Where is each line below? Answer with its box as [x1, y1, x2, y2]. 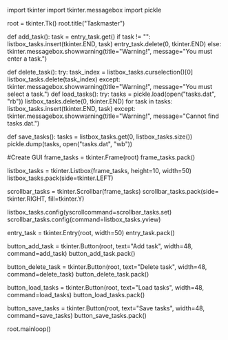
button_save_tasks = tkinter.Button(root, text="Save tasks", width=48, [7, 304, 205, 312]
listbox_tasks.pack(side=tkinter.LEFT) [7, 174, 114, 182]
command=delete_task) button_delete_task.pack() [7, 270, 149, 278]
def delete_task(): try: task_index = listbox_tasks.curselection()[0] [7, 68, 194, 76]
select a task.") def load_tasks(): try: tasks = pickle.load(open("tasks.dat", [7, 90, 216, 98]
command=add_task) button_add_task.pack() [7, 250, 136, 257]
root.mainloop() [7, 325, 52, 333]
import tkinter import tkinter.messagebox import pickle [7, 6, 162, 14]
